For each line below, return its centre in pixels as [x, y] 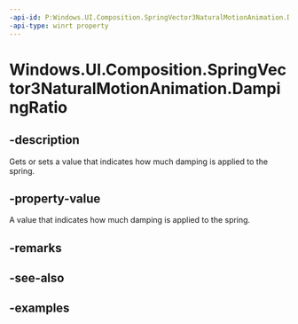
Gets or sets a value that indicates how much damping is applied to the [139, 162]
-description [44, 140]
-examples [39, 308]
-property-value [55, 198]
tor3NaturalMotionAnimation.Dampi [145, 88]
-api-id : [25, 17]
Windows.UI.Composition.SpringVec [148, 70]
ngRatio [39, 107]
